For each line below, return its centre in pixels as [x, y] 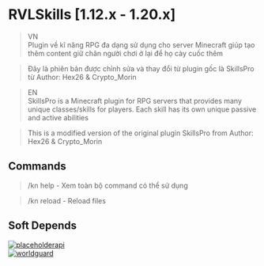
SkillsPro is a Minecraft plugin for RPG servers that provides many [135, 101]
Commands [38, 167]
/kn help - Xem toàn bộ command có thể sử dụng [107, 185]
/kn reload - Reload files [67, 200]
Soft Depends [43, 226]
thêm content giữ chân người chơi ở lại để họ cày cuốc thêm [125, 53]
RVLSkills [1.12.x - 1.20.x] [92, 15]
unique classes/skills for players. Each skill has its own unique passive [142, 109]
